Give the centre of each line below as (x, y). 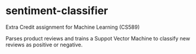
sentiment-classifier (57, 11)
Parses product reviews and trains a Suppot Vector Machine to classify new (98, 38)
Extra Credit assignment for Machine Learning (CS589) (73, 27)
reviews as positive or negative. (44, 45)
